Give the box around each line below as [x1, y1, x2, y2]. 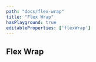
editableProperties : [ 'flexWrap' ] [6, 25, 91, 31]
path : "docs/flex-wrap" [6, 8, 65, 15]
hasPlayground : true [6, 19, 57, 25]
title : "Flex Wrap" [6, 14, 54, 20]
